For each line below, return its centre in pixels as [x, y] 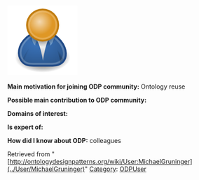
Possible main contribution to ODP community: [77, 100]
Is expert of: [25, 127]
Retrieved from [29, 154]
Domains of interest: [37, 113]
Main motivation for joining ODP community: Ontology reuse [96, 87]
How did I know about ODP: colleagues [64, 141]
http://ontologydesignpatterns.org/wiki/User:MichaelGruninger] [101, 162]
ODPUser [133, 169]
